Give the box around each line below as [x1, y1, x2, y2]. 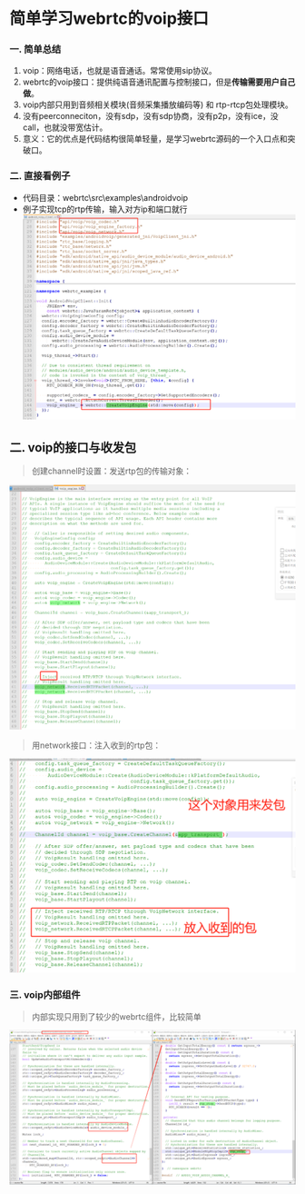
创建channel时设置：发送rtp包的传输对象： [31, 465, 192, 477]
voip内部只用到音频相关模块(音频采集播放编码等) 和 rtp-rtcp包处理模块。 [22, 99, 293, 110]
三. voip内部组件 [9, 989, 81, 1001]
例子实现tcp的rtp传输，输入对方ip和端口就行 [22, 204, 188, 214]
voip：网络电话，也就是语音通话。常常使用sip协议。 [22, 65, 218, 76]
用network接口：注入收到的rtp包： [31, 740, 162, 751]
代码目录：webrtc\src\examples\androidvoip [22, 192, 189, 203]
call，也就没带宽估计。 [22, 122, 108, 133]
